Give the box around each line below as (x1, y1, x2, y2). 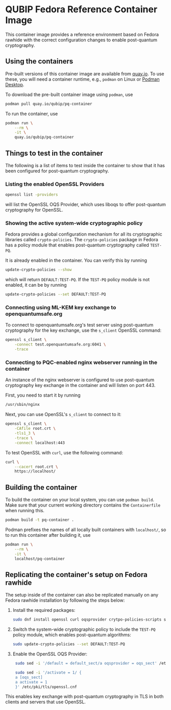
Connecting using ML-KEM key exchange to (5, 304, 116, 311)
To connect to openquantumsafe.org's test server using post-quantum (5, 322, 154, 328)
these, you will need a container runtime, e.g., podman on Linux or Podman (5, 76, 160, 82)
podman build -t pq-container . (5, 517, 74, 522)
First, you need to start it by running (5, 392, 81, 398)
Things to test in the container (5, 149, 103, 157)
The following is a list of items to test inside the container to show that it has (5, 162, 165, 168)
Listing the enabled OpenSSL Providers (5, 180, 105, 188)
